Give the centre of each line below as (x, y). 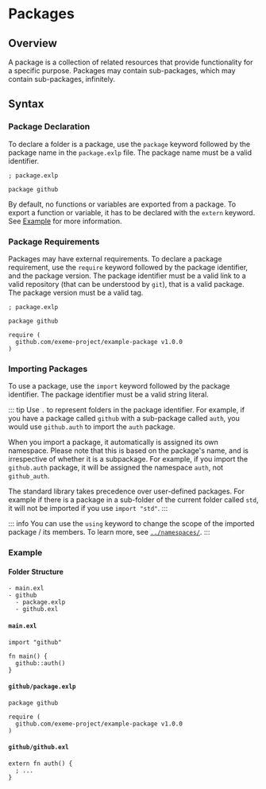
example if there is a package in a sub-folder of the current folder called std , (133, 500)
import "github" (35, 642)
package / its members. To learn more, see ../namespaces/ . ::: (109, 532)
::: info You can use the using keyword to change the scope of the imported (131, 524)
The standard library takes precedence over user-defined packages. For (126, 491)
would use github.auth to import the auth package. (92, 427)
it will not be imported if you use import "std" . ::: (88, 509)
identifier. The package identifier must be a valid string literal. (108, 395)
